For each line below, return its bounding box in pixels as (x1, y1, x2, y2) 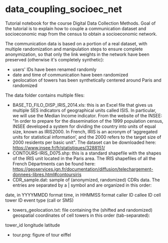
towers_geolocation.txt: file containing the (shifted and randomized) (12, 207, 153, 213)
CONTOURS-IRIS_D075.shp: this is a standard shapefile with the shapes (12, 150, 161, 156)
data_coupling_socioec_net (5, 4, 122, 15)
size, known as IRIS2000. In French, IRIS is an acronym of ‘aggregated (12, 128, 158, 134)
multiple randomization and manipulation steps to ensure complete (5, 46, 143, 52)
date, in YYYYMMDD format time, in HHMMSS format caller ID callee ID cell (5, 192, 161, 198)
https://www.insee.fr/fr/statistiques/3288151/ (12, 144, 105, 150)
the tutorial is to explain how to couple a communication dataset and (5, 25, 146, 31)
